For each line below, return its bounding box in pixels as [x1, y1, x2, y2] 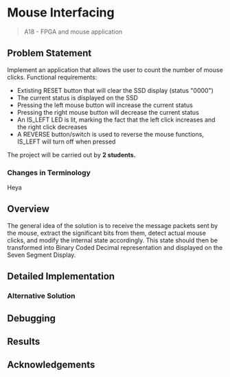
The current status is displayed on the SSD [16, 93, 139, 102]
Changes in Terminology [7, 168, 91, 177]
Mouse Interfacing [7, 5, 115, 21]
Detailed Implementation [7, 271, 115, 282]
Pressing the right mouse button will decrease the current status [16, 108, 199, 116]
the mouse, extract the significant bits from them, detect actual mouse [7, 229, 206, 237]
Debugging [7, 312, 56, 324]
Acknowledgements [7, 359, 95, 371]
